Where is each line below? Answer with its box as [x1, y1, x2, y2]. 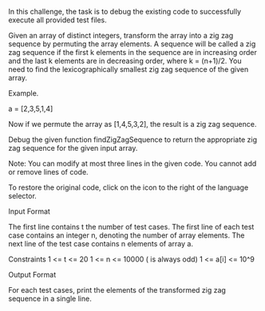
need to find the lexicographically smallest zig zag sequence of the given [8, 65, 249, 74]
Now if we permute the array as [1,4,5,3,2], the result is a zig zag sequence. [8, 120, 257, 128]
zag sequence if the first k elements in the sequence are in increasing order [8, 48, 258, 57]
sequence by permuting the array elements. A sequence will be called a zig [8, 39, 256, 49]
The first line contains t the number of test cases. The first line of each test [8, 222, 255, 231]
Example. [8, 89, 39, 98]
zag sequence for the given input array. [8, 144, 138, 152]
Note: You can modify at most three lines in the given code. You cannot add [8, 159, 257, 168]
